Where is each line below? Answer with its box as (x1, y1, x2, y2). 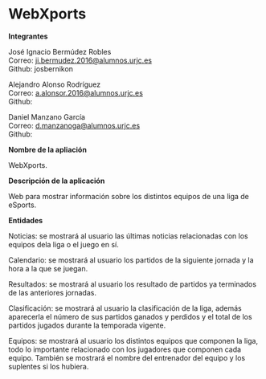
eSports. (8, 200, 37, 210)
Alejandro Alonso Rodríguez (8, 79, 101, 89)
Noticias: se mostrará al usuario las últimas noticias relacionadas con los (8, 230, 248, 241)
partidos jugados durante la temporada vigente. (8, 320, 166, 330)
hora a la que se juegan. (8, 263, 88, 273)
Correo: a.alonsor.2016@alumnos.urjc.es (8, 88, 143, 97)
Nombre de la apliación (8, 145, 87, 154)
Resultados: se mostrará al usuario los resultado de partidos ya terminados (8, 279, 257, 289)
